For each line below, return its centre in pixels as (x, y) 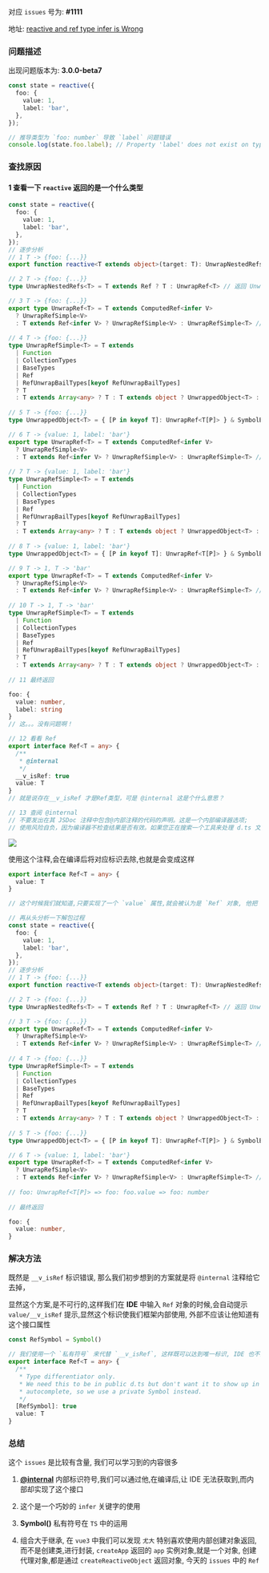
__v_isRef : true (42, 776)
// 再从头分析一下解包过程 (47, 918)
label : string (39, 709)
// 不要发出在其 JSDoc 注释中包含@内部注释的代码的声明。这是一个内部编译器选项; (128, 820)
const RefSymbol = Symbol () (55, 1340)
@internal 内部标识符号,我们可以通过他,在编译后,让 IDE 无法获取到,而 (133, 1479)
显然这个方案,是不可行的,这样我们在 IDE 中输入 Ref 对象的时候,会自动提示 (128, 1305)
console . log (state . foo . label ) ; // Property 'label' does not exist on (128, 145)
